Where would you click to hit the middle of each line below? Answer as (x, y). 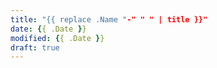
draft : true (35, 47)
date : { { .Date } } (48, 29)
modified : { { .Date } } (57, 38)
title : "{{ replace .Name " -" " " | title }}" (109, 19)
